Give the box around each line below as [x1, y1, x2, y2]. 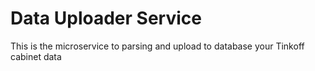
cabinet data [10, 50, 62, 62]
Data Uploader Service [10, 7, 202, 30]
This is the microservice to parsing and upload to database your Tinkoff [10, 40, 305, 52]
